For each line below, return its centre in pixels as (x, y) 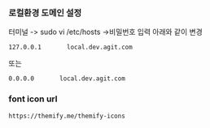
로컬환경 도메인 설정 (45, 12)
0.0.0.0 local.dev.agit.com (67, 79)
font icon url (33, 99)
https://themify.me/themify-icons (67, 116)
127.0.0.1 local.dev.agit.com (70, 47)
